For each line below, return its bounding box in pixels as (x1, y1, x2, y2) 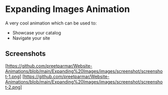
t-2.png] (5, 84, 22, 90)
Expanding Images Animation (5, 3, 130, 15)
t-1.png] (5, 73, 21, 79)
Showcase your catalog (12, 29, 61, 35)
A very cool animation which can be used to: (5, 20, 97, 26)
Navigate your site (12, 35, 50, 41)
